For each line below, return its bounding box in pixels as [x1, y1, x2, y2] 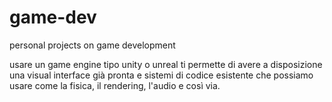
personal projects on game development [9, 39, 176, 51]
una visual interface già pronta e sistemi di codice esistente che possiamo [9, 69, 314, 81]
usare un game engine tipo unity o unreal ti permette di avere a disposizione [9, 58, 323, 70]
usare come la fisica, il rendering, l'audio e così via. [9, 79, 221, 91]
